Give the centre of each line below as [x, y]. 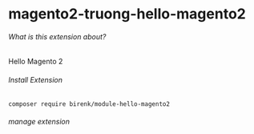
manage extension [39, 122]
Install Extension [35, 79]
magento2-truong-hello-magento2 [127, 14]
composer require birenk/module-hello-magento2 [89, 104]
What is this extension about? [57, 36]
